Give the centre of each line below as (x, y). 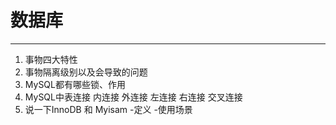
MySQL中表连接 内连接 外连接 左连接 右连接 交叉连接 (133, 97)
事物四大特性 (51, 59)
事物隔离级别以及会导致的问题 (86, 72)
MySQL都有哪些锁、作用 (75, 84)
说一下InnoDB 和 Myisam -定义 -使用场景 (108, 109)
